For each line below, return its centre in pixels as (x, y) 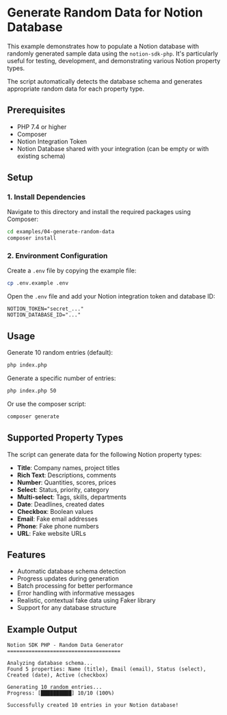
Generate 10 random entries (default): (60, 353)
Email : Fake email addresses (57, 519)
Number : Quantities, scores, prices (66, 482)
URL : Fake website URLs (52, 533)
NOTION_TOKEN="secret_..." (45, 309)
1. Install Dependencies (46, 197)
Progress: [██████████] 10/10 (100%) (61, 693)
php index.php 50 (32, 391)
